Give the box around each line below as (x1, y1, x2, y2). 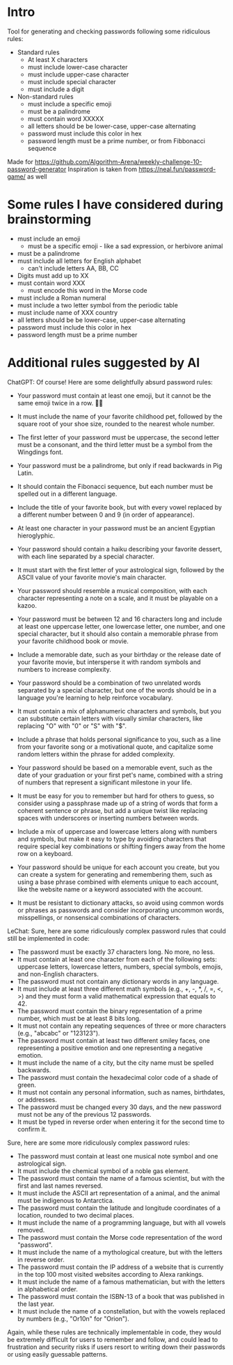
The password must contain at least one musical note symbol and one (17, 1152, 218, 1160)
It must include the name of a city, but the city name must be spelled (17, 1058, 214, 1067)
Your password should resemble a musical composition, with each (17, 586, 207, 595)
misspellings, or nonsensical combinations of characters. (17, 913, 181, 921)
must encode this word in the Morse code (27, 286, 147, 294)
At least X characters (27, 55, 88, 63)
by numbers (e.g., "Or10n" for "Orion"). (17, 1314, 130, 1323)
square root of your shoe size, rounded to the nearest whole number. (17, 419, 216, 428)
